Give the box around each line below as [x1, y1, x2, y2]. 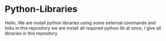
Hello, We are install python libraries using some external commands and [5, 20, 156, 26]
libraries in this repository [5, 30, 58, 36]
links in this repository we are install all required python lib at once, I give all [5, 25, 161, 31]
